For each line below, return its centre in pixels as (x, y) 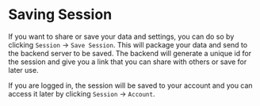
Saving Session (60, 15)
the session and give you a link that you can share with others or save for (128, 62)
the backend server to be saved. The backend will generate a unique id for (130, 53)
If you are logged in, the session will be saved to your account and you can (130, 85)
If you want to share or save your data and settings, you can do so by (121, 36)
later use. (23, 70)
